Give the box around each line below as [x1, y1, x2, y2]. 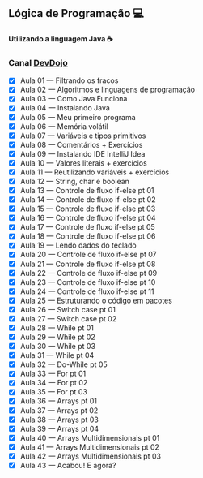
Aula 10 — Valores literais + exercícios [19, 157, 147, 168]
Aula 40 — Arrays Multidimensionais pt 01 [19, 433, 160, 442]
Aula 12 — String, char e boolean [19, 176, 129, 186]
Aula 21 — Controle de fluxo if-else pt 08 [19, 259, 156, 269]
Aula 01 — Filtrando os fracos [19, 75, 119, 85]
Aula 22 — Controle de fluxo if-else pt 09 [19, 268, 158, 278]
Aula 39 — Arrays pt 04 [19, 424, 99, 433]
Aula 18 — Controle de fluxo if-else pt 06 [19, 231, 156, 241]
